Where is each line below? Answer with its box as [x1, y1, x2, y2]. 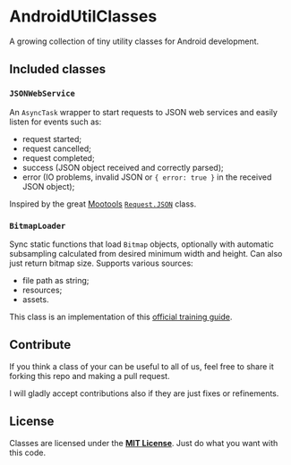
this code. [9, 447, 47, 458]
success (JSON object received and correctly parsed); [21, 162, 224, 173]
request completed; [21, 152, 96, 163]
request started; [21, 133, 82, 144]
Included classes [9, 62, 107, 77]
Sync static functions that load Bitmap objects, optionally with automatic [9, 239, 275, 249]
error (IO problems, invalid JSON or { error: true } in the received [21, 172, 272, 182]
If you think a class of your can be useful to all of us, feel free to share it [9, 360, 275, 372]
